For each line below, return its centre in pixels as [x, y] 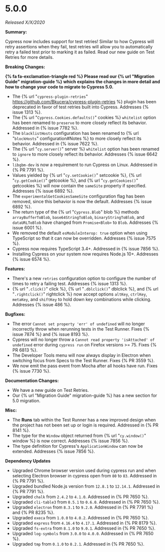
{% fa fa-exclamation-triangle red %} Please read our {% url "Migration [80, 76]
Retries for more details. [30, 57]
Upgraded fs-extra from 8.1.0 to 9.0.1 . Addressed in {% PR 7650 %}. [84, 528]
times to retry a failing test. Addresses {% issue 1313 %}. [70, 283]
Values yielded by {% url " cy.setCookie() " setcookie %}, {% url [77, 175]
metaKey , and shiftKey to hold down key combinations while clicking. [82, 299]
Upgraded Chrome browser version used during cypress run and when [84, 470]
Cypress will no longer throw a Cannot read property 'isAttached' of [83, 340]
